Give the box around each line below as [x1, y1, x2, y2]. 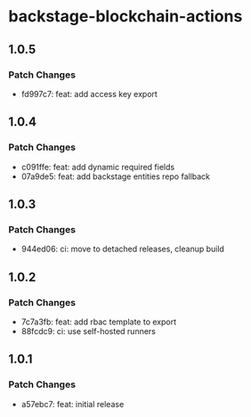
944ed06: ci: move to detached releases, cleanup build [20, 243, 224, 255]
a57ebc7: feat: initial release [20, 398, 125, 409]
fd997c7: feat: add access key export [20, 88, 158, 99]
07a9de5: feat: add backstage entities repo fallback [20, 171, 211, 182]
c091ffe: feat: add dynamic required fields [20, 161, 175, 172]
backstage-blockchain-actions [8, 6, 243, 27]
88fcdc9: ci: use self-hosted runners [20, 325, 157, 336]
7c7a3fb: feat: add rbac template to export [20, 316, 177, 327]
